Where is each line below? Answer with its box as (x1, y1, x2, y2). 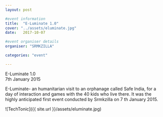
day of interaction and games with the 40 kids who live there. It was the (5, 91, 152, 97)
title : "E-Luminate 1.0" (5, 21, 59, 26)
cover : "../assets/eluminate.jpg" (5, 25, 77, 30)
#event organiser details (5, 39, 59, 44)
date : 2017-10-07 (5, 30, 46, 35)
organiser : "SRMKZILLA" (5, 44, 55, 49)
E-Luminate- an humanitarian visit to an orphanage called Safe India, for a (5, 86, 157, 92)
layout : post (5, 7, 32, 12)
